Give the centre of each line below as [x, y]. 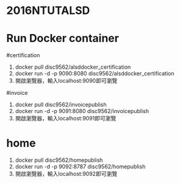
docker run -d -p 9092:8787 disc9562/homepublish [80, 167]
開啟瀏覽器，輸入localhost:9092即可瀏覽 [66, 174]
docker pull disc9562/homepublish [59, 160]
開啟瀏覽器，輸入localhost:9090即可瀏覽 [66, 81]
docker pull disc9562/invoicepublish [61, 105]
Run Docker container [63, 39]
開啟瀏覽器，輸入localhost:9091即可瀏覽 [66, 119]
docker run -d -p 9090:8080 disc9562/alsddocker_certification [95, 74]
